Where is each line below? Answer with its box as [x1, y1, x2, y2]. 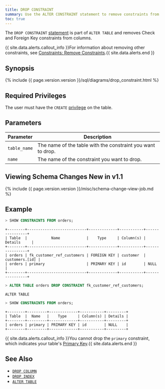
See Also [5, 355, 33, 363]
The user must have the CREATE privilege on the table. [5, 104, 113, 110]
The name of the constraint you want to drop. [37, 156, 142, 162]
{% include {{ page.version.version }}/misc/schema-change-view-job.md [5, 186, 154, 192]
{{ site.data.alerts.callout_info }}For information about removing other [5, 45, 145, 51]
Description [83, 133, 112, 140]
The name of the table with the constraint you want [37, 141, 155, 148]
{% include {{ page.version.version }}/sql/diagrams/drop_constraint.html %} [5, 77, 159, 83]
